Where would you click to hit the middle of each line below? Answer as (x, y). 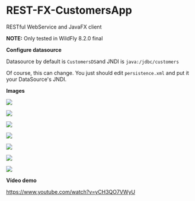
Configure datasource (34, 50)
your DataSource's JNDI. (36, 79)
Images (15, 90)
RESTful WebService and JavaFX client (54, 27)
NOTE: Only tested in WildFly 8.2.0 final (55, 38)
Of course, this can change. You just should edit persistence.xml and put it (98, 73)
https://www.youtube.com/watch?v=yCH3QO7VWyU (71, 191)
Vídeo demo (21, 180)
